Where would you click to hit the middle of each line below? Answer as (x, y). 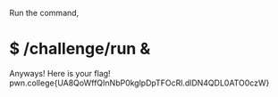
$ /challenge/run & (80, 49)
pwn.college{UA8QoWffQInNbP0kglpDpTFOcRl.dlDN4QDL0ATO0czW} (139, 83)
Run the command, (44, 13)
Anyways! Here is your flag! (60, 73)
